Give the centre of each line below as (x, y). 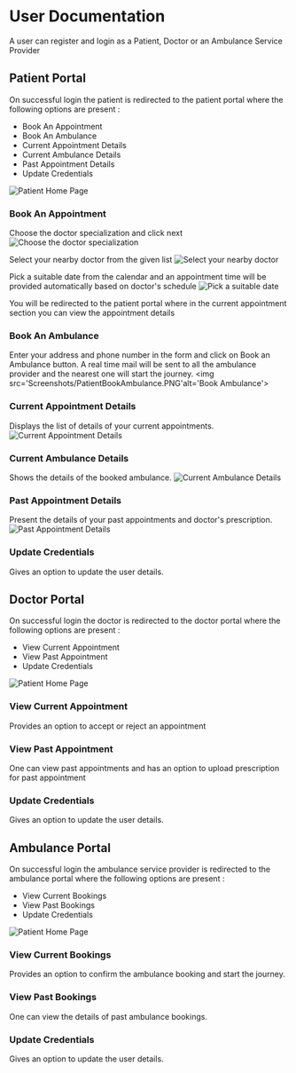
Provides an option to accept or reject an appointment (108, 726)
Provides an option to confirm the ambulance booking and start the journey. (148, 974)
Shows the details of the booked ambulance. (91, 477)
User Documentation (87, 16)
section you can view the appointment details (92, 313)
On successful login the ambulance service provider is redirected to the (140, 869)
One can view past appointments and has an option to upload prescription (144, 768)
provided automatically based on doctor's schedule (103, 287)
